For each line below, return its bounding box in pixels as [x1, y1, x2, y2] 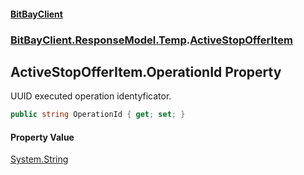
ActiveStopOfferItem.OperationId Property [10, 63, 282, 80]
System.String [10, 153, 69, 165]
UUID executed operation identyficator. [10, 90, 172, 102]
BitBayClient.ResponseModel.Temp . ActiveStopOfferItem [10, 33, 293, 47]
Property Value [10, 131, 75, 143]
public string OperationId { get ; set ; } [10, 110, 186, 120]
